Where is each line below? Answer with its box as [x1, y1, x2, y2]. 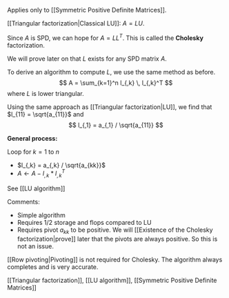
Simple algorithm [17, 211, 66, 219]
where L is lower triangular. [7, 89, 84, 97]
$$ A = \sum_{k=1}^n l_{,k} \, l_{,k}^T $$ [59, 79, 173, 87]
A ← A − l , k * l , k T [17, 168, 66, 179]
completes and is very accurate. [7, 262, 99, 271]
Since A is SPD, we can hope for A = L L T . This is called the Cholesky [7, 32, 203, 42]
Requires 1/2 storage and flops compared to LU [17, 219, 152, 227]
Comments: [7, 198, 40, 206]
